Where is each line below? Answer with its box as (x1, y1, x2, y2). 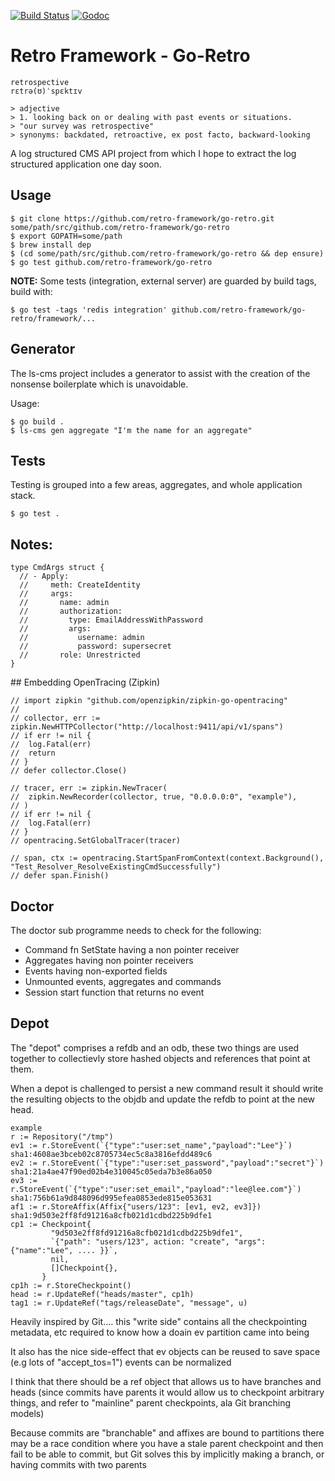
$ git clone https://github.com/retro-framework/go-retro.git (10, 213, 275, 224)
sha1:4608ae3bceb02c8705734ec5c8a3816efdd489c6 (10, 1149, 213, 1159)
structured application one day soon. (10, 158, 162, 170)
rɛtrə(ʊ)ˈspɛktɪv (10, 86, 83, 96)
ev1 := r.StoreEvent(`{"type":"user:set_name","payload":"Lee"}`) (10, 1140, 293, 1150)
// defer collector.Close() (10, 766, 128, 776)
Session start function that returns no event (24, 986, 205, 998)
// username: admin (19, 633, 145, 643)
